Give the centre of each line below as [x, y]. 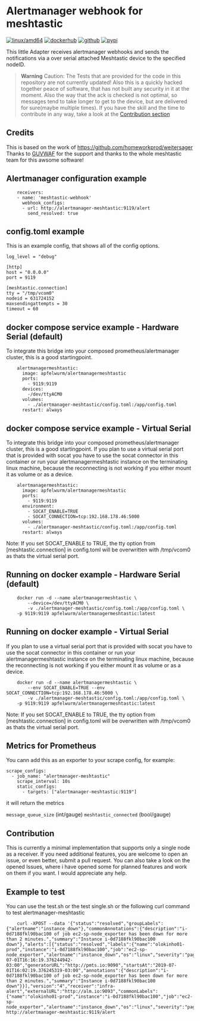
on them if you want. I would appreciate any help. [67, 873]
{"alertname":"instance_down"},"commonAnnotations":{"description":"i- [97, 929]
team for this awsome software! [45, 160]
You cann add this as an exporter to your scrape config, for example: [90, 760]
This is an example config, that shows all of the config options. [83, 246]
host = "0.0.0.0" [28, 273]
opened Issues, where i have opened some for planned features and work [97, 867]
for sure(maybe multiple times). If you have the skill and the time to [103, 107]
